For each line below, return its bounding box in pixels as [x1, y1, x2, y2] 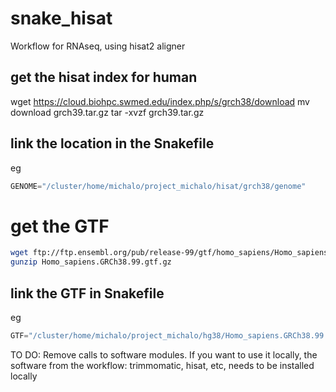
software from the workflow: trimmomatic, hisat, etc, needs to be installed [10, 359, 315, 371]
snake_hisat [10, 7, 113, 30]
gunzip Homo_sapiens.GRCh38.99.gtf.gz [10, 257, 172, 267]
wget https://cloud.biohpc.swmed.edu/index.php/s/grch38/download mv [10, 95, 310, 107]
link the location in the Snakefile [10, 135, 215, 152]
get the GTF [10, 215, 110, 237]
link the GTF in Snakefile [10, 285, 165, 302]
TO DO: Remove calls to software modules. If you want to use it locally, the [10, 348, 318, 361]
